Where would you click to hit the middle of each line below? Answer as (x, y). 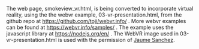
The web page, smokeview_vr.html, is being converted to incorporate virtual (100, 9)
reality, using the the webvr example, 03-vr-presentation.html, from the (94, 15)
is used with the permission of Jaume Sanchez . (116, 40)
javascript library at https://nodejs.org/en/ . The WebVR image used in (92, 34)
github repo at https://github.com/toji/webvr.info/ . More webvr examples (96, 21)
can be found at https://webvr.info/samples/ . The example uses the (90, 27)
